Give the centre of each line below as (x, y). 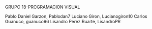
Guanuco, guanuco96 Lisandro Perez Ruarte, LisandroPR (63, 22)
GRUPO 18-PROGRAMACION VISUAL (43, 7)
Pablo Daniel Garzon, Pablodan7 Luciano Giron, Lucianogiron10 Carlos (76, 16)
